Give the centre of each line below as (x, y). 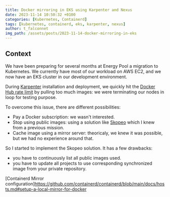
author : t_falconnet (27, 29)
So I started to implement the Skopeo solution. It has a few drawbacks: (79, 148)
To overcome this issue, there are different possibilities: (63, 107)
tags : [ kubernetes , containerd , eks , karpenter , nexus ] (65, 24)
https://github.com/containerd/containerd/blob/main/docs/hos (100, 184)
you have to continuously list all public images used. (67, 158)
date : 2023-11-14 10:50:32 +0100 (40, 15)
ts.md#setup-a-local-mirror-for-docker (46, 189)
